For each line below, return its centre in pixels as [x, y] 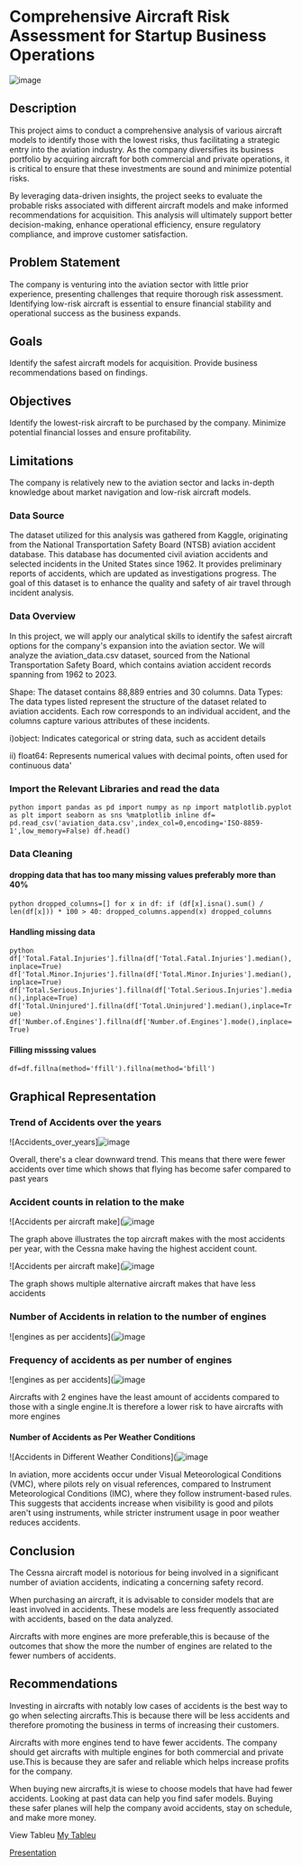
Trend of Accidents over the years [86, 1122]
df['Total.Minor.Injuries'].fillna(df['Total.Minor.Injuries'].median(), [151, 975]
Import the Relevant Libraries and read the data [114, 788]
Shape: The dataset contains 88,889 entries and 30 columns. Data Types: [146, 692]
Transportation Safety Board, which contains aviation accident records [141, 665]
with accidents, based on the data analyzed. [92, 1619]
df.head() [112, 831]
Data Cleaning [41, 854]
